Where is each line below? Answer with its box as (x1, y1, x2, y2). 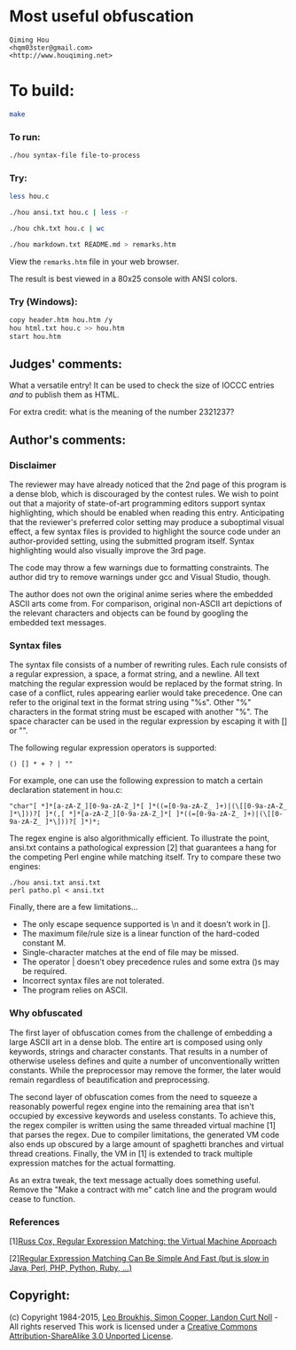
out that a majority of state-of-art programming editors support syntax (9, 498, 266, 509)
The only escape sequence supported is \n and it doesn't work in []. (21, 919, 270, 930)
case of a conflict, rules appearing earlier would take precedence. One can (9, 687, 284, 698)
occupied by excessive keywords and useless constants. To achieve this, (9, 1111, 277, 1121)
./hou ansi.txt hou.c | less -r (9, 208, 129, 217)
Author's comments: (9, 432, 127, 447)
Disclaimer (9, 459, 57, 471)
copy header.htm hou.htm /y (9, 316, 113, 325)
